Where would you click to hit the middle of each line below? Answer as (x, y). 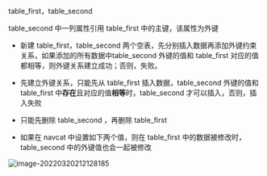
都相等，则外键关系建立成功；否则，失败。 (91, 65)
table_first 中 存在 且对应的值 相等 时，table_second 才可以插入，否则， (135, 93)
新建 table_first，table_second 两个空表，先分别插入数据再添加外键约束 (138, 45)
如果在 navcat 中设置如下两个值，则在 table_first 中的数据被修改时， (133, 137)
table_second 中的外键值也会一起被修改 (86, 147)
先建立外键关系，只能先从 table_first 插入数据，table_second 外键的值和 (140, 83)
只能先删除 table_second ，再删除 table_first (94, 120)
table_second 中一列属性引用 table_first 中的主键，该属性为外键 (114, 28)
